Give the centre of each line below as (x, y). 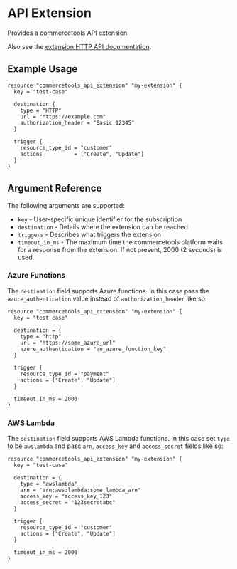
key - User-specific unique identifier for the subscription (100, 219)
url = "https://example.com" (63, 116)
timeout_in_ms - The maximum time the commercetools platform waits (120, 242)
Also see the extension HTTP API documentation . (79, 46)
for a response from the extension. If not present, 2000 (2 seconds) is (120, 249)
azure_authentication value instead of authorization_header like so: (107, 298)
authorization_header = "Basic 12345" (77, 122)
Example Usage (43, 69)
